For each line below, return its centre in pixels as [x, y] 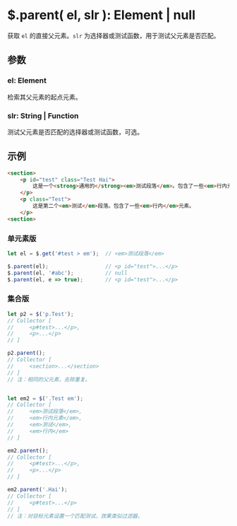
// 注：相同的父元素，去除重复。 [49, 379]
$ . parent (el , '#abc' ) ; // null [68, 273]
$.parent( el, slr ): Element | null [102, 15]
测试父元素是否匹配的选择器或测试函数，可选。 [75, 131]
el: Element [27, 81]
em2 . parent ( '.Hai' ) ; [38, 490]
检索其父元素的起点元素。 [44, 97]
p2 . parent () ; [26, 353]
